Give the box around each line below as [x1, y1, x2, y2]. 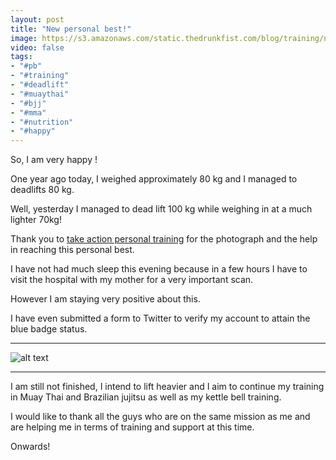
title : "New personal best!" [10, 24, 132, 34]
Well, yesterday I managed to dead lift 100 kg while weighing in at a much [10, 203, 313, 215]
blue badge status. [10, 323, 88, 335]
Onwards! [10, 441, 51, 453]
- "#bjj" [10, 98, 47, 108]
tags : [10, 52, 33, 62]
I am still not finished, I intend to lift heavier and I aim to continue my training [10, 381, 325, 393]
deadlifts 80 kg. [10, 184, 75, 196]
